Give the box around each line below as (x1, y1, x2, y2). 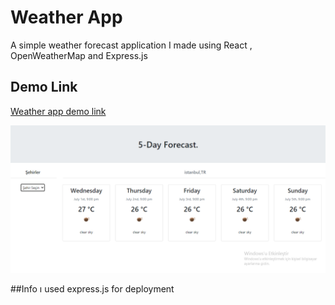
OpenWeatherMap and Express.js (10, 49, 148, 61)
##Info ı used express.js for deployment (10, 283, 175, 295)
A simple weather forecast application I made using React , (10, 39, 253, 51)
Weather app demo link (10, 105, 107, 117)
